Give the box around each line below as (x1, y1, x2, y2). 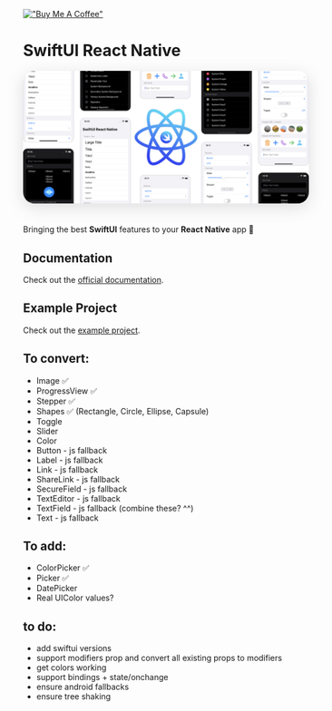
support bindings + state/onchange (35, 672, 169, 683)
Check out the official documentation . (23, 275, 164, 286)
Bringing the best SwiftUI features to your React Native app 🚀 (23, 224, 254, 235)
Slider (35, 425, 59, 436)
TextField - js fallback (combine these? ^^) (35, 502, 194, 513)
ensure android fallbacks (35, 681, 130, 693)
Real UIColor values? (35, 592, 114, 603)
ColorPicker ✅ (35, 562, 90, 573)
